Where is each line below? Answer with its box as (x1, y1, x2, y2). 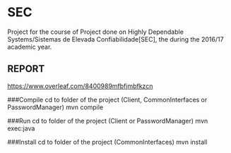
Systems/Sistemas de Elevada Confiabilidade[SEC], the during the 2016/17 (7, 35, 224, 43)
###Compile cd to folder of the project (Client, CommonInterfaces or (7, 95, 208, 104)
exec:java (7, 124, 35, 133)
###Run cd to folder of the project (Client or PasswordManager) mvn (7, 116, 208, 125)
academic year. (7, 42, 52, 51)
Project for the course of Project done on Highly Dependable (7, 27, 184, 36)
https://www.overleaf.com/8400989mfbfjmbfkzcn (7, 82, 153, 90)
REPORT (7, 63, 45, 75)
